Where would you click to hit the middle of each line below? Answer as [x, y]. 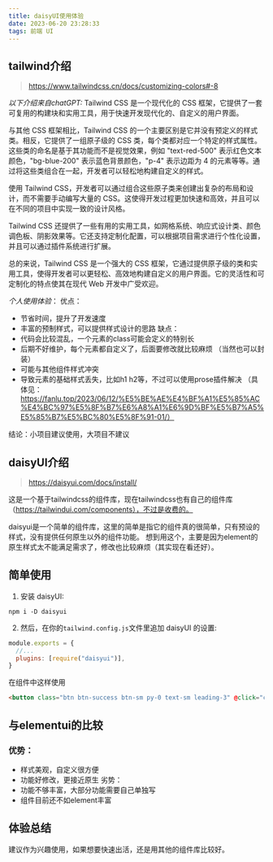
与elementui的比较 [56, 725]
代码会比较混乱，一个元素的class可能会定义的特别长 [107, 339]
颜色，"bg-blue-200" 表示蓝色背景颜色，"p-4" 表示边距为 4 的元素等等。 [131, 161]
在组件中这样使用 [37, 682]
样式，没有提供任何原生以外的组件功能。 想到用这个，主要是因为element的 [133, 537]
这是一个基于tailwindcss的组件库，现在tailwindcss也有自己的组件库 [121, 499]
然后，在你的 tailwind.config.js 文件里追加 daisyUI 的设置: [118, 628]
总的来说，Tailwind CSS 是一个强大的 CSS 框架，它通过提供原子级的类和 [130, 263]
